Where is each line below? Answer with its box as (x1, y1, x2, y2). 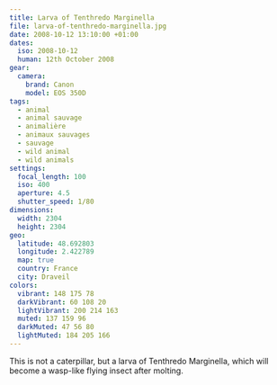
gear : (9, 64, 30, 73)
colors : (9, 281, 39, 290)
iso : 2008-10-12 (17, 47, 78, 56)
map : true (17, 255, 54, 265)
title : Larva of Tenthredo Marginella (9, 13, 155, 22)
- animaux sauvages (17, 130, 91, 139)
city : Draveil (17, 273, 70, 282)
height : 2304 (17, 222, 67, 231)
